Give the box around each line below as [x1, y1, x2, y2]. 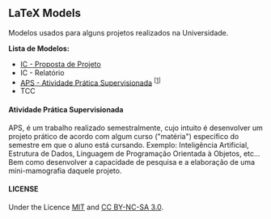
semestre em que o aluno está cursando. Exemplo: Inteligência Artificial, [8, 140, 249, 150]
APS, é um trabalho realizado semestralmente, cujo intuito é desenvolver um [8, 123, 263, 133]
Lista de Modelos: [8, 44, 70, 53]
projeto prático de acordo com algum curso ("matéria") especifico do [8, 131, 239, 141]
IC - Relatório [19, 68, 65, 78]
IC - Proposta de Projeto [19, 59, 101, 69]
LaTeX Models [8, 6, 81, 20]
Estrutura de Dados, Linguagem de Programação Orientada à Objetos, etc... [8, 149, 260, 158]
